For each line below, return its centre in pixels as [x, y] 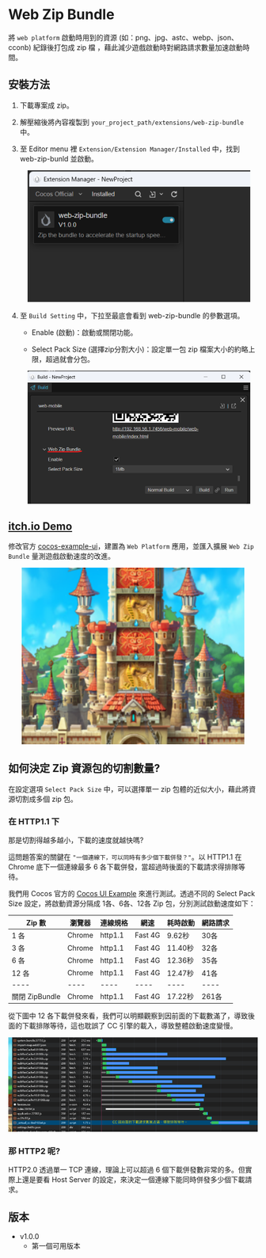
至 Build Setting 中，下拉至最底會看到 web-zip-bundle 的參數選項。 [132, 316]
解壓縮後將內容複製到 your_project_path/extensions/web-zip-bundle [131, 122]
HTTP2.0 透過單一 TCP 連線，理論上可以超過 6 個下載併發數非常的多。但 [127, 1170]
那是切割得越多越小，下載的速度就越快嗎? [76, 840]
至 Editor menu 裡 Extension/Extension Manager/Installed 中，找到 [129, 149]
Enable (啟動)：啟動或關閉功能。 [84, 333]
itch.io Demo [40, 526]
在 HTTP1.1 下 [34, 821]
